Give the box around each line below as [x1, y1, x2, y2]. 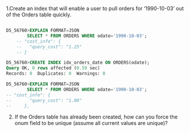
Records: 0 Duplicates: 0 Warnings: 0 [6, 71, 106, 77]
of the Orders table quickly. [6, 11, 72, 18]
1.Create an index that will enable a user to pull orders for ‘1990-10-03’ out [6, 5, 184, 12]
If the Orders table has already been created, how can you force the [14, 113, 178, 120]
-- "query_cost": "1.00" [6, 98, 82, 103]
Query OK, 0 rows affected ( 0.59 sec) [6, 65, 100, 71]
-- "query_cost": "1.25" [16, 44, 82, 50]
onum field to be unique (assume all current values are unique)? [14, 120, 168, 127]
